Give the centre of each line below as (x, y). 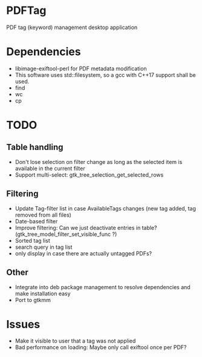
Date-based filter (36, 221)
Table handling (35, 147)
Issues (23, 324)
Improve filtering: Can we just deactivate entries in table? (86, 228)
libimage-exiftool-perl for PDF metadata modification (81, 68)
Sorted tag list (32, 240)
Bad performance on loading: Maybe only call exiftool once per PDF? (101, 347)
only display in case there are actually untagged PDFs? (83, 253)
